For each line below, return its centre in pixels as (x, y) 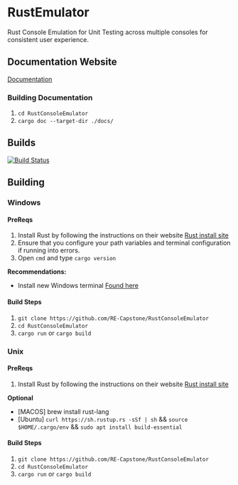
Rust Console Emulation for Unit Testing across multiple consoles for (108, 32)
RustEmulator (49, 12)
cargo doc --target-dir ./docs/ (65, 122)
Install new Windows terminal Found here (78, 286)
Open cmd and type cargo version (66, 258)
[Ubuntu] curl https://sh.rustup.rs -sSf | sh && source (103, 419)
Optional (20, 398)
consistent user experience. (48, 39)
